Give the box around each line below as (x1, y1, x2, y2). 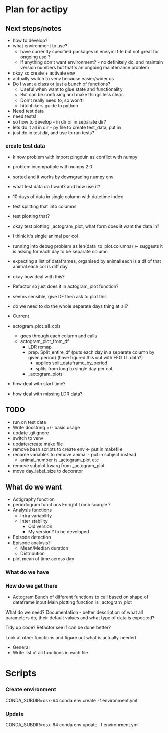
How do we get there (5, 582, 58, 589)
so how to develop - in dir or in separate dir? (12, 119, 106, 125)
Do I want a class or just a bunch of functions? (12, 81, 111, 87)
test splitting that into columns (12, 203, 77, 210)
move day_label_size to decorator (12, 468, 83, 474)
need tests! (12, 113, 37, 119)
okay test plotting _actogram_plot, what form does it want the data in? (12, 223, 160, 229)
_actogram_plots (28, 371, 63, 377)
